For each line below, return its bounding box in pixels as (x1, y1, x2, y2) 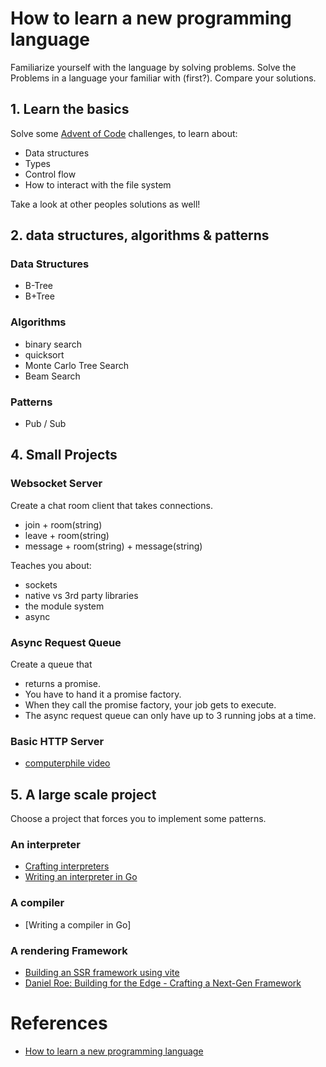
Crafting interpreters (24, 860, 110, 872)
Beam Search (24, 370, 81, 382)
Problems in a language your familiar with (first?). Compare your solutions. (10, 72, 317, 84)
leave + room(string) (24, 529, 110, 541)
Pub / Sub (24, 418, 67, 430)
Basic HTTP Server (10, 734, 105, 748)
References (10, 1012, 108, 1035)
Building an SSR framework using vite (24, 967, 180, 979)
